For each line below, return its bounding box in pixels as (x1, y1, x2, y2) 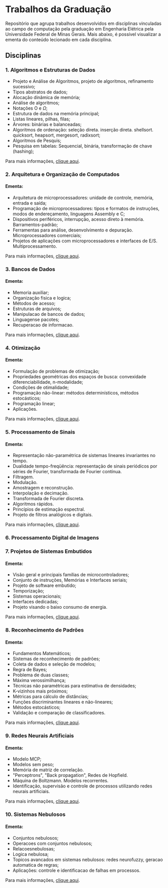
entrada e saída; (12, 200, 47, 206)
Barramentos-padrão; (12, 221, 58, 227)
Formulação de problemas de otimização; (12, 368, 100, 374)
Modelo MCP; (12, 756, 42, 762)
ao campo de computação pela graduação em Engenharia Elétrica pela (5, 25, 154, 31)
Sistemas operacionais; (12, 593, 62, 600)
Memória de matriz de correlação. (12, 767, 84, 773)
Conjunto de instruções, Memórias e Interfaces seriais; (12, 577, 128, 583)
